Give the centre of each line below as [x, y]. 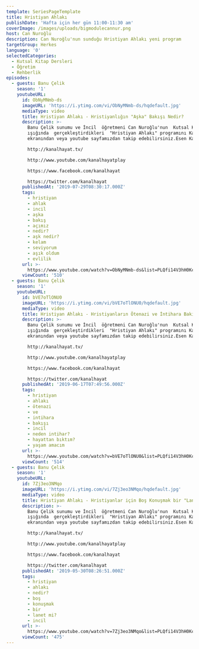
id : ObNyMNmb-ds [42, 100]
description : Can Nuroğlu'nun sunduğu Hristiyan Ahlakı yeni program [94, 39]
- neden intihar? [49, 434]
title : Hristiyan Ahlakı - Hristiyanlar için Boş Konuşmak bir [102, 500]
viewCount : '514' [43, 462]
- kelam [37, 242]
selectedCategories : [32, 56]
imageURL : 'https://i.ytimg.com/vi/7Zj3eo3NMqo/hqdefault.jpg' [102, 489]
